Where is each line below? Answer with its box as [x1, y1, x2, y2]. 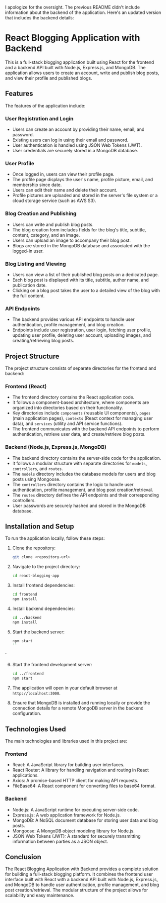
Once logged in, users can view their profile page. [12, 171, 115, 177]
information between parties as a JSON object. [12, 838, 108, 844]
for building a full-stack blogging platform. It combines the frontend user [5, 871, 153, 877]
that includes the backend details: [5, 15, 74, 20]
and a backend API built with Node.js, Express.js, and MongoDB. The [5, 64, 146, 70]
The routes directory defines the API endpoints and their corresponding [12, 492, 159, 498]
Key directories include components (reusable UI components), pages [12, 410, 151, 416]
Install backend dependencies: [12, 605, 75, 611]
